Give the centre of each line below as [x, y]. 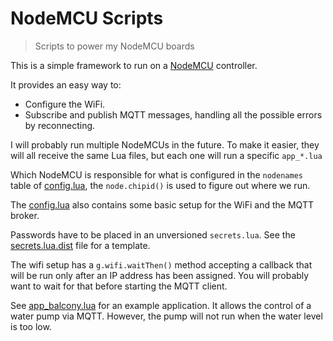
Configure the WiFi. [65, 104]
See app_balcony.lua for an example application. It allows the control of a [161, 305]
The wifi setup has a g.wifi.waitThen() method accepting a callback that [161, 264]
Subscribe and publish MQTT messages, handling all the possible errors [173, 114]
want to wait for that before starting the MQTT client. [119, 286]
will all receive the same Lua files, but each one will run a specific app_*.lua [166, 155]
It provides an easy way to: [66, 84]
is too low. [31, 326]
